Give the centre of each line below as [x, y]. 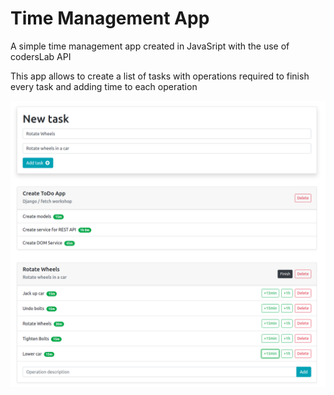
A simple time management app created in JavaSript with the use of [150, 46]
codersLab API [41, 56]
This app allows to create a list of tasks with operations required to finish [160, 76]
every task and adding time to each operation [104, 86]
